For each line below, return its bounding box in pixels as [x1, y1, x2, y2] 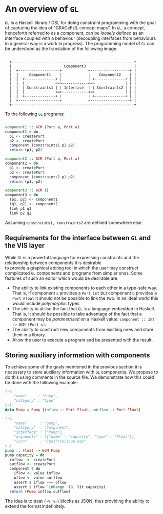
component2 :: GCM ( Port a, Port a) [5, 156, 80, 161]
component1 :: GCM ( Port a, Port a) [5, 124, 80, 129]
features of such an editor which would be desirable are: [5, 275, 119, 281]
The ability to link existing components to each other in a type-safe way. [12, 285, 158, 291]
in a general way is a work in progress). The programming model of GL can [5, 40, 155, 46]
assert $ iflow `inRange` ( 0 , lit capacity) [14, 484, 106, 490]
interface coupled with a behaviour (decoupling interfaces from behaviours [5, 35, 156, 41]
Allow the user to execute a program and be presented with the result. [12, 337, 153, 343]
